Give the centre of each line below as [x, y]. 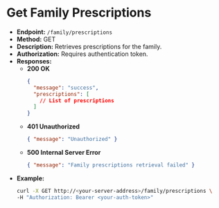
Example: [30, 178]
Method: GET [36, 39]
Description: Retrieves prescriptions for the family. [89, 46]
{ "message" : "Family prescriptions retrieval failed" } [111, 165]
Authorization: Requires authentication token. [82, 54]
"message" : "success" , [66, 88]
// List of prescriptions [77, 101]
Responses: [34, 61]
